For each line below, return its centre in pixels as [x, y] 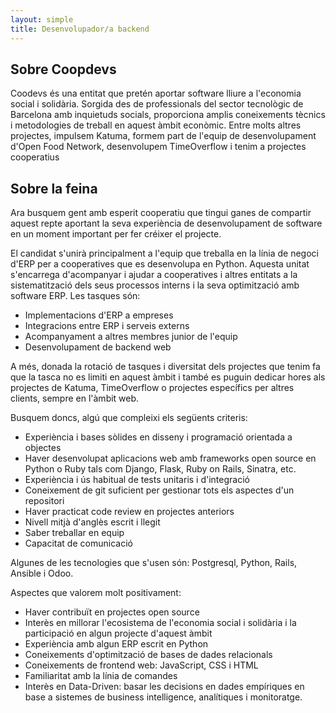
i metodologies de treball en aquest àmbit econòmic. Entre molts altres [156, 125]
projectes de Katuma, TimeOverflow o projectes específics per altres [152, 388]
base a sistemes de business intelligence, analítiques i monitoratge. [163, 697]
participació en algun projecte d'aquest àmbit [118, 633]
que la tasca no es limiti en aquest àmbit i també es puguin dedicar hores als [168, 377]
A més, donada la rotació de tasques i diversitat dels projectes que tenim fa [165, 367]
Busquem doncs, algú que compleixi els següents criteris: [129, 418]
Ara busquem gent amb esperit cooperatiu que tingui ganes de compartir [161, 213]
